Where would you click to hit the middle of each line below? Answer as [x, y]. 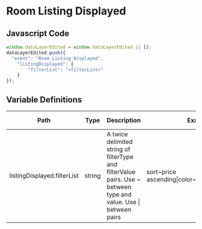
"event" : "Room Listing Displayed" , [57, 58]
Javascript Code [38, 33]
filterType [120, 157]
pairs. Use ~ [124, 179]
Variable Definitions [44, 100]
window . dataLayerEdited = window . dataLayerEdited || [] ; [79, 47]
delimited [120, 142]
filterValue [121, 172]
